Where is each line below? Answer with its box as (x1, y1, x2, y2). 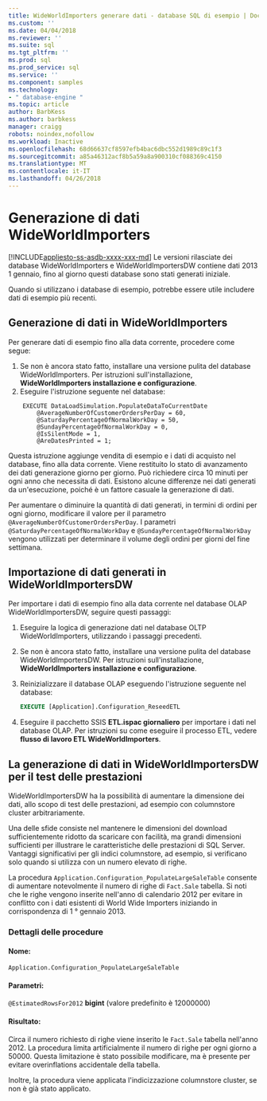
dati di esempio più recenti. (8, 292, 98, 303)
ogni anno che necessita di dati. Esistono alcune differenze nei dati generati (8, 476, 257, 486)
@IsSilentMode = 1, (37, 429, 102, 438)
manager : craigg (8, 123, 62, 131)
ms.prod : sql (8, 57, 52, 65)
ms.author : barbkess (8, 116, 77, 123)
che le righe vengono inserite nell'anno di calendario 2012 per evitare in (8, 890, 243, 899)
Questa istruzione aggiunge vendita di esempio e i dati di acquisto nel (8, 451, 236, 460)
